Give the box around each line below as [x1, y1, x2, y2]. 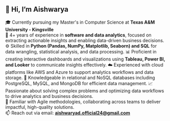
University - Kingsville [5, 26, 54, 32]
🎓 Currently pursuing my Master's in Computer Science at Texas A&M [5, 19, 155, 25]
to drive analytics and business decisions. [5, 93, 93, 99]
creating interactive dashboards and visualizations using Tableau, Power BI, [5, 56, 165, 62]
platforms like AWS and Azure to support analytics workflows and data [5, 69, 154, 75]
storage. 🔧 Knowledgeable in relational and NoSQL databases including [5, 74, 155, 80]
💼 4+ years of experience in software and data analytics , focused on [5, 32, 152, 38]
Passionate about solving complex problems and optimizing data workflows [5, 88, 164, 94]
